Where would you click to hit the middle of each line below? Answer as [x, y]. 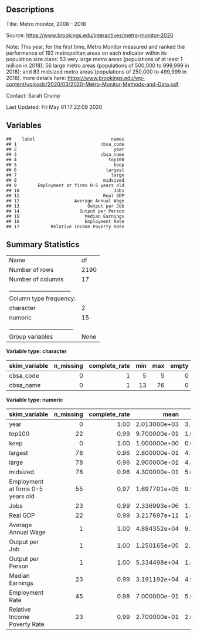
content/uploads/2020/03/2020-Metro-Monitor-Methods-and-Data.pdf [92, 84]
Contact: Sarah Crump [33, 95]
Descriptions [30, 10]
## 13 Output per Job [65, 206]
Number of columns [36, 279]
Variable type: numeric [35, 400]
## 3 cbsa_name [65, 154]
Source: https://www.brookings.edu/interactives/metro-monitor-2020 [90, 35]
